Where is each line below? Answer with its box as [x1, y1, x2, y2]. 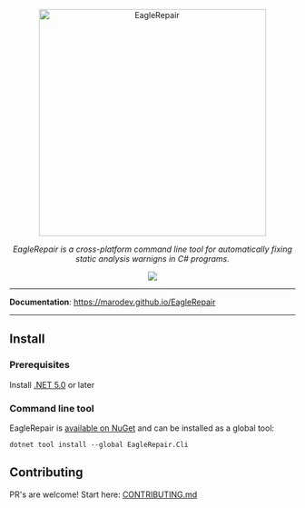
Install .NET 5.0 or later [9, 379, 95, 390]
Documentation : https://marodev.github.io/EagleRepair [9, 296, 216, 307]
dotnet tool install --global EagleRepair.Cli [9, 440, 189, 449]
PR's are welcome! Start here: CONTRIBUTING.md [9, 489, 198, 500]
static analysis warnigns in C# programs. [75, 254, 230, 264]
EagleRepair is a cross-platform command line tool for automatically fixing [12, 244, 293, 254]
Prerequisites [9, 359, 70, 372]
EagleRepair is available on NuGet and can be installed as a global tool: [9, 423, 275, 433]
